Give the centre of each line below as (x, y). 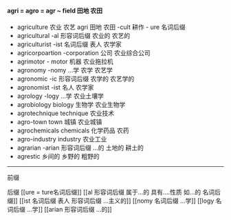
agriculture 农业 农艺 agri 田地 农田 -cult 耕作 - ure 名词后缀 (101, 27)
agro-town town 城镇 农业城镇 (59, 122)
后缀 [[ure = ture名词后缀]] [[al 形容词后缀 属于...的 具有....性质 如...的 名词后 (114, 192)
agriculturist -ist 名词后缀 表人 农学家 (69, 44)
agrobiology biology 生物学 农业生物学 (71, 105)
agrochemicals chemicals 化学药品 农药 (73, 130)
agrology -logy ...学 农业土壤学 (60, 96)
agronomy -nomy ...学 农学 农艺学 (65, 70)
